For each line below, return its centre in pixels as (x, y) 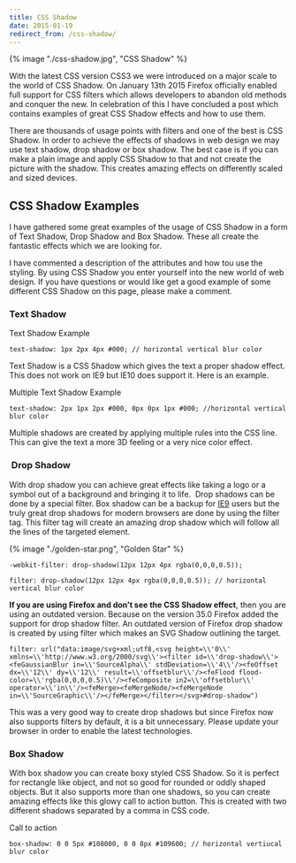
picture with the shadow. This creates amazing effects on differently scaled (146, 168)
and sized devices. (43, 178)
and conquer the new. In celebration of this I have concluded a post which (144, 104)
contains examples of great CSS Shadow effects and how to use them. (138, 114)
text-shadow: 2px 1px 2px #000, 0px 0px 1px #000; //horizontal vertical (148, 409)
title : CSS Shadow (43, 17)
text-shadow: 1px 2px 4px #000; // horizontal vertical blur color (136, 350)
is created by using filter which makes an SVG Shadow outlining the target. (145, 633)
